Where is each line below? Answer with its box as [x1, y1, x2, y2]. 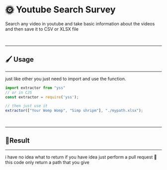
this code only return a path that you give [5, 159, 89, 165]
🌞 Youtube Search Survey [5, 4, 116, 15]
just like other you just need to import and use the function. [5, 76, 126, 82]
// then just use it [5, 103, 48, 108]
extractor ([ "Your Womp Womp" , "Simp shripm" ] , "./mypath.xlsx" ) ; [5, 108, 143, 113]
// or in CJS [5, 90, 32, 95]
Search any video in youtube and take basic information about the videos [5, 20, 155, 26]
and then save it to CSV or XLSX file [5, 26, 79, 32]
